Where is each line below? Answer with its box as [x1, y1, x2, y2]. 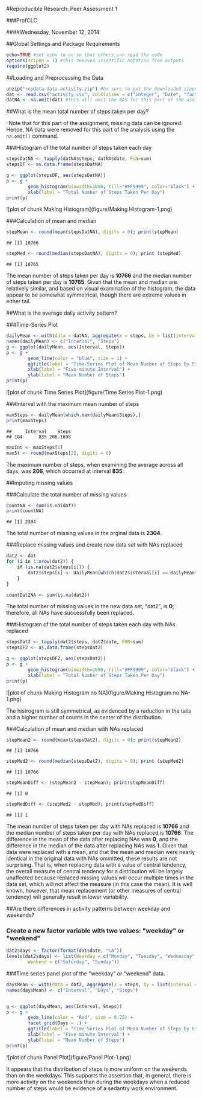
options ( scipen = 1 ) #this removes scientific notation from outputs [6, 57, 185, 63]
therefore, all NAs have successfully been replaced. [6, 609, 134, 617]
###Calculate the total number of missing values [6, 490, 127, 498]
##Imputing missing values [6, 479, 73, 486]
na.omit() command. [6, 132, 59, 140]
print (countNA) [6, 508, 44, 514]
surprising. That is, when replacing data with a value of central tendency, [6, 861, 187, 868]
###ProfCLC [6, 17, 38, 24]
